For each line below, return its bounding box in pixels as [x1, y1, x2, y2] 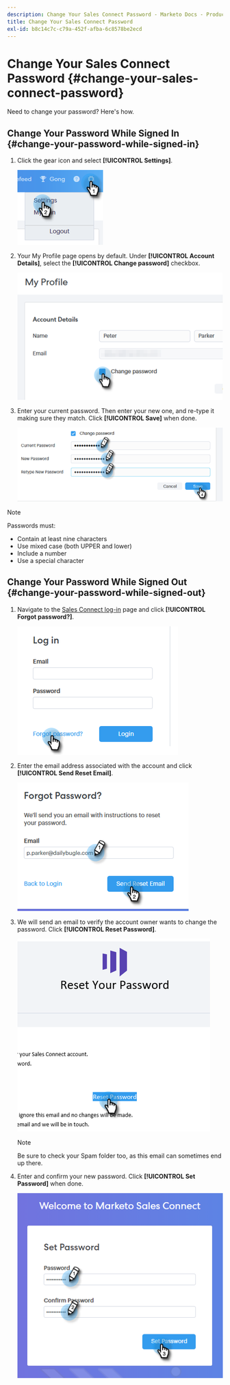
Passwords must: [7, 521, 56, 529]
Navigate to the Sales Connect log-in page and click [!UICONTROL [16, 605, 206, 613]
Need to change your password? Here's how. [7, 108, 135, 116]
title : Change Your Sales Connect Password [7, 18, 133, 25]
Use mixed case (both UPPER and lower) [16, 542, 132, 550]
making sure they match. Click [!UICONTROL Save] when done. [16, 414, 197, 423]
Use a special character [16, 556, 84, 564]
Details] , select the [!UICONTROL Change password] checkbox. [16, 259, 201, 267]
